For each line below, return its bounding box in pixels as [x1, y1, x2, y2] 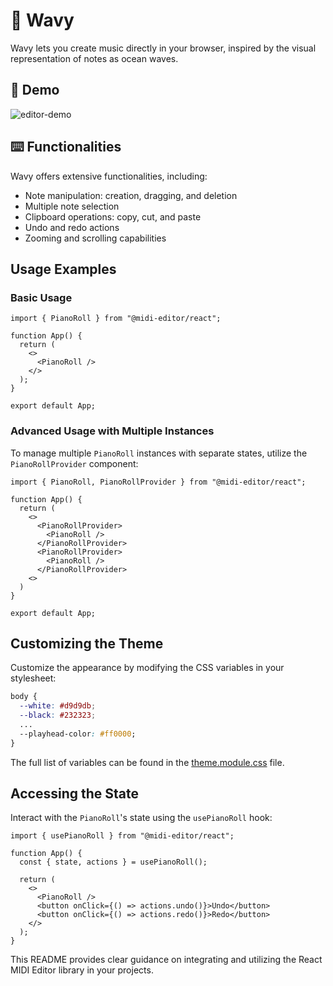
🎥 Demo [10, 82, 60, 99]
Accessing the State [10, 785, 139, 802]
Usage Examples [10, 260, 117, 278]
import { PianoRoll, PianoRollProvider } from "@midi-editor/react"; [10, 477, 307, 487]
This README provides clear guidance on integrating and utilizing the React [10, 954, 323, 966]
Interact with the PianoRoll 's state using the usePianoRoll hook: [10, 812, 273, 824]
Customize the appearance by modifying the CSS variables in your [10, 662, 285, 674]
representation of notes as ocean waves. [10, 52, 179, 64]
